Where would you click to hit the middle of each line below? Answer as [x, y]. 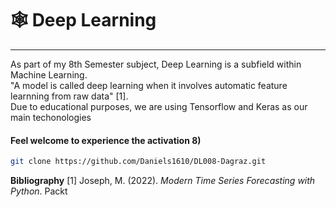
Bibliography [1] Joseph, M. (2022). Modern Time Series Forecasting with [163, 181]
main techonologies [51, 117]
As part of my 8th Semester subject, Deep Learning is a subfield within [156, 64]
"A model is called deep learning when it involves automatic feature [149, 85]
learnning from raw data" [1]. [69, 96]
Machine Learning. [49, 74]
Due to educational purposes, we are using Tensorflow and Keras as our [159, 106]
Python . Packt [39, 191]
